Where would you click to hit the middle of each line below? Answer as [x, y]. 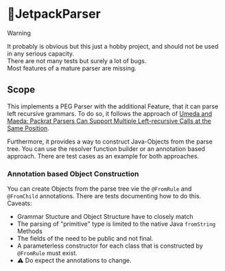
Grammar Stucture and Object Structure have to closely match [105, 217]
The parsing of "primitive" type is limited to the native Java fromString [116, 224]
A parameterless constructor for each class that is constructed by [110, 246]
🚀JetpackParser [54, 14]
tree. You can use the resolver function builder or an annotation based [106, 149]
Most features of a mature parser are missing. [72, 68]
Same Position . [28, 128]
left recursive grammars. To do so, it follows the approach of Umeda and [110, 113]
